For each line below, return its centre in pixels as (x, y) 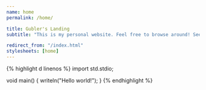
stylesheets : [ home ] (33, 51)
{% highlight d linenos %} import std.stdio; (60, 69)
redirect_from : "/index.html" (45, 46)
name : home (20, 12)
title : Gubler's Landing (38, 29)
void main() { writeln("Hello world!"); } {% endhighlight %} (80, 81)
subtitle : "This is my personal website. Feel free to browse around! (98, 34)
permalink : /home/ (30, 18)
